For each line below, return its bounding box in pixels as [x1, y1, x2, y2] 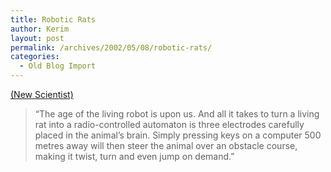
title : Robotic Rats [10, 14, 97, 25]
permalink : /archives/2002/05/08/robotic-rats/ [10, 42, 213, 53]
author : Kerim [10, 24, 70, 34]
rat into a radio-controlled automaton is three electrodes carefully [34, 119, 305, 130]
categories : [10, 52, 60, 62]
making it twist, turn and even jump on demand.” [34, 151, 235, 162]
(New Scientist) [10, 89, 74, 100]
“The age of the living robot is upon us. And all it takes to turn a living [34, 108, 320, 120]
